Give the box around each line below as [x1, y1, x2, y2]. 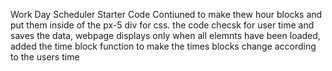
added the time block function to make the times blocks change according [10, 40, 317, 52]
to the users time [10, 51, 80, 63]
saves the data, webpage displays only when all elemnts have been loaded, [10, 30, 321, 41]
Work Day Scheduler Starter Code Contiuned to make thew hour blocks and [10, 9, 323, 20]
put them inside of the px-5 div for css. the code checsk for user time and [10, 19, 315, 31]
